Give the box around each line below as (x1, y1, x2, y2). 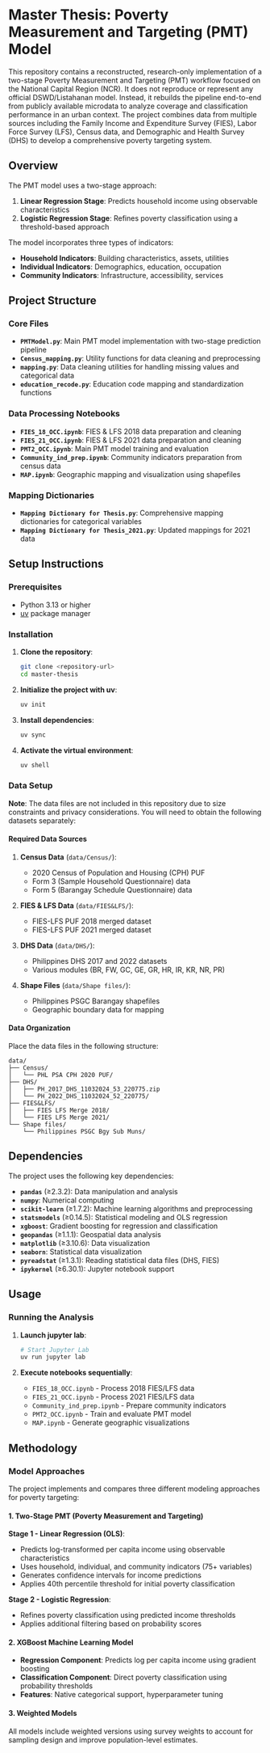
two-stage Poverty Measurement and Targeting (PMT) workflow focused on (8, 75, 261, 85)
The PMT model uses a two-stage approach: (8, 180, 157, 190)
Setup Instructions (8, 557, 104, 571)
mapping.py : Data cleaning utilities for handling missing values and (19, 362, 239, 372)
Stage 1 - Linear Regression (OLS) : (8, 1529, 125, 1539)
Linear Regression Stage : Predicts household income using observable (19, 196, 258, 205)
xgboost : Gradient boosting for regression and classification (19, 1221, 218, 1231)
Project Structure (8, 294, 97, 308)
